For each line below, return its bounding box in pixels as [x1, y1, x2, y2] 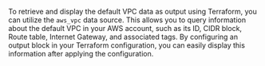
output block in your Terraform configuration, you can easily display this [8, 41, 246, 50]
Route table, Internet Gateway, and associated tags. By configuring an [8, 32, 238, 41]
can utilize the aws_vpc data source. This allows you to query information [8, 15, 246, 25]
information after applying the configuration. [8, 49, 154, 58]
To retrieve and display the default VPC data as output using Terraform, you [8, 7, 257, 16]
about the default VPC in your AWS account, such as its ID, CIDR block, [8, 24, 242, 33]
